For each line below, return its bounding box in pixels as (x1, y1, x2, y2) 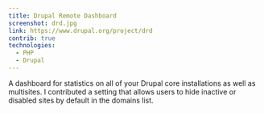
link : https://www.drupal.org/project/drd (8, 26, 153, 34)
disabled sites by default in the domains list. (8, 95, 155, 105)
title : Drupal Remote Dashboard (8, 11, 117, 20)
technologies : (8, 42, 56, 50)
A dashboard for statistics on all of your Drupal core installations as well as (8, 78, 256, 88)
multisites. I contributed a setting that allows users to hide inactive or (8, 87, 237, 96)
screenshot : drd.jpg (8, 19, 78, 27)
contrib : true (8, 34, 56, 42)
